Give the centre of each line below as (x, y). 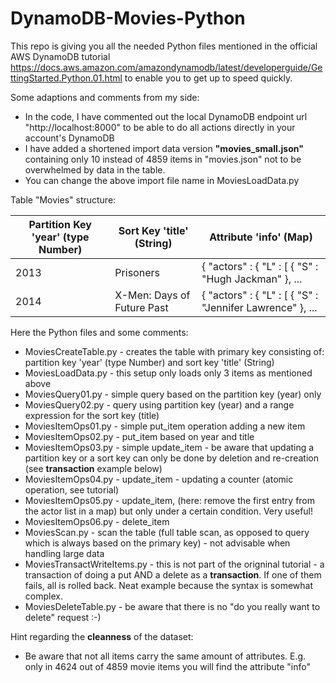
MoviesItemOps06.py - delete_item (97, 521)
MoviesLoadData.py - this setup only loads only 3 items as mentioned (168, 373)
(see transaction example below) (93, 468)
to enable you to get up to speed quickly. (208, 78)
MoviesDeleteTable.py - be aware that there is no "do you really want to (172, 606)
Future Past (141, 307)
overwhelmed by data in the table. (95, 169)
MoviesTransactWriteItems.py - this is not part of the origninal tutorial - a (174, 564)
